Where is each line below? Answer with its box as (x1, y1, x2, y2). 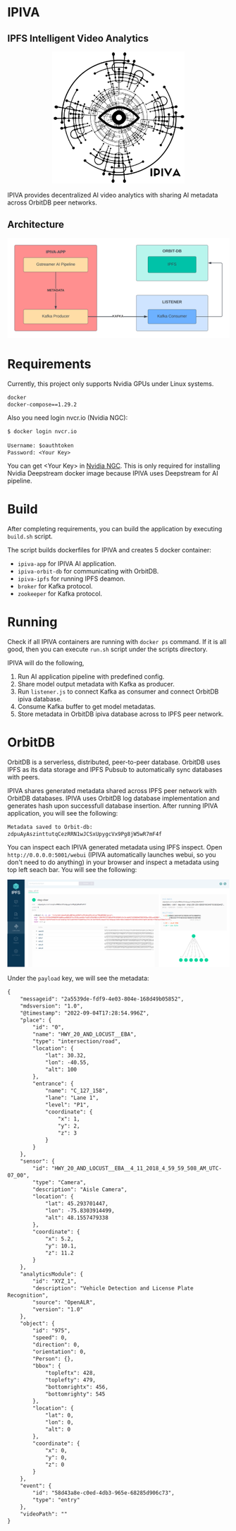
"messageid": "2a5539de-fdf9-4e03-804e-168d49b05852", (20, 996, 185, 1003)
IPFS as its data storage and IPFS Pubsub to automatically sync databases (7, 765, 223, 773)
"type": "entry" (32, 1496, 80, 1503)
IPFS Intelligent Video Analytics (7, 32, 149, 44)
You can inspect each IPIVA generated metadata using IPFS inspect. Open (7, 842, 223, 851)
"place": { (20, 1017, 52, 1024)
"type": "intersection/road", (32, 1038, 121, 1045)
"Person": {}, (32, 1355, 74, 1362)
